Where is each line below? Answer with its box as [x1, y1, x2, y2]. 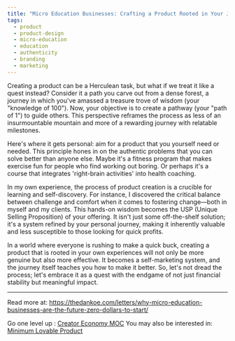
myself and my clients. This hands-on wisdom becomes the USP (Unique [7, 205, 218, 213]
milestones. [7, 126, 41, 134]
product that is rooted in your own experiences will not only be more [7, 248, 204, 256]
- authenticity [13, 50, 58, 57]
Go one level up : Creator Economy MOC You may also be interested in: [7, 319, 213, 327]
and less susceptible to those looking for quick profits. [7, 227, 164, 235]
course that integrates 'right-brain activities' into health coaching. [7, 169, 197, 177]
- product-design [13, 29, 64, 37]
